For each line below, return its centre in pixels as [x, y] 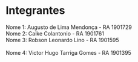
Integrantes [35, 11]
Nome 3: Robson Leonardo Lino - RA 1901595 [62, 40]
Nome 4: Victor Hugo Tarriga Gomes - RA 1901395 [68, 52]
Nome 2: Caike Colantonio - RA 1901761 [55, 33]
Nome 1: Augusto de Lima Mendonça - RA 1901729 [69, 27]
